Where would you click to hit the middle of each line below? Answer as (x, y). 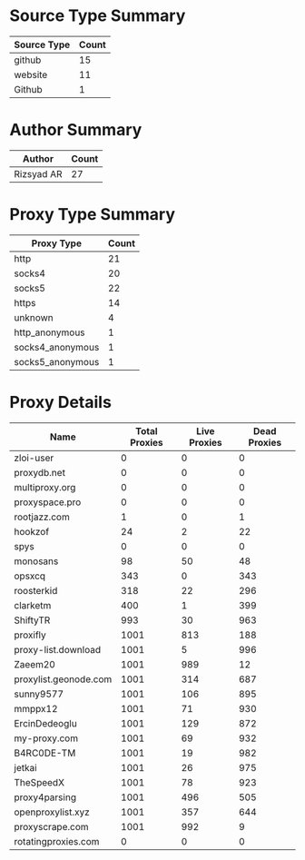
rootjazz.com (42, 517)
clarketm (33, 605)
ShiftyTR (32, 620)
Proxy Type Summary (92, 215)
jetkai (26, 767)
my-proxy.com (46, 738)
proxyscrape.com (51, 826)
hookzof (32, 531)
